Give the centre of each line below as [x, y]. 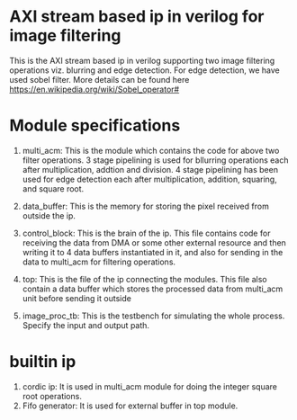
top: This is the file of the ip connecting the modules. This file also [144, 279]
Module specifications [95, 125]
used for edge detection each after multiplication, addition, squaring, [149, 179]
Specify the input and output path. [86, 325]
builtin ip [43, 362]
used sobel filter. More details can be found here [99, 79]
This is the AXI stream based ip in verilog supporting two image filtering [142, 60]
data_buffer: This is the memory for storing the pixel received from [146, 206]
